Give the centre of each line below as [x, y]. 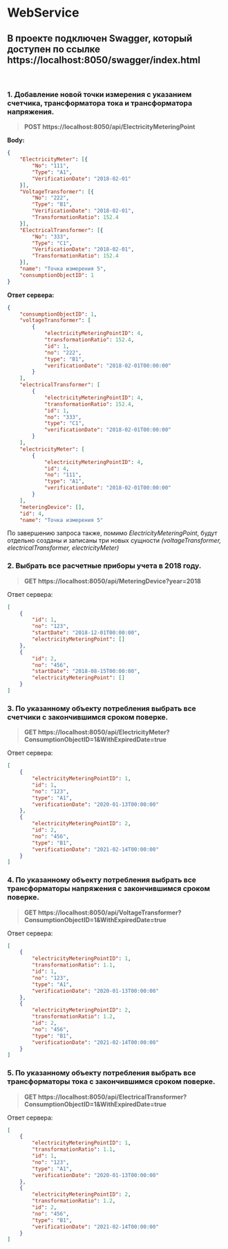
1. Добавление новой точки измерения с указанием [99, 94]
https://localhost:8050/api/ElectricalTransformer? [112, 1097]
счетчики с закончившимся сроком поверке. [88, 717]
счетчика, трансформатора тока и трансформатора [100, 103]
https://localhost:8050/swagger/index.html [104, 60]
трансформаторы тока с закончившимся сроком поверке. [111, 1081]
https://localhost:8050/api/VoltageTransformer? [110, 913]
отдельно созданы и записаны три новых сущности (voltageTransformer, [114, 541]
